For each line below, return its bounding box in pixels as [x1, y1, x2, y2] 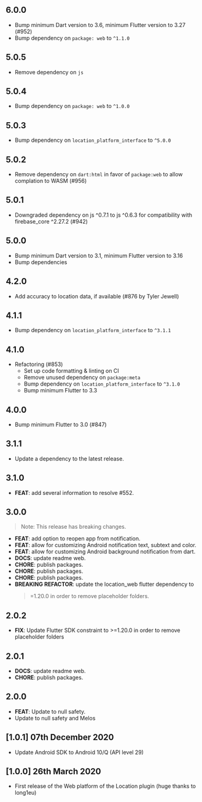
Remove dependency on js [14, 68, 84, 76]
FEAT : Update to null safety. [14, 707, 86, 715]
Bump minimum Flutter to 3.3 [23, 387, 98, 394]
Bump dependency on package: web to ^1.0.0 [14, 103, 130, 110]
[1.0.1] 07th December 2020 [6, 732, 114, 742]
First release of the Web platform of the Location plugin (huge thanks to [14, 782, 196, 790]
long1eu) [14, 789, 37, 796]
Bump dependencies [14, 258, 68, 266]
